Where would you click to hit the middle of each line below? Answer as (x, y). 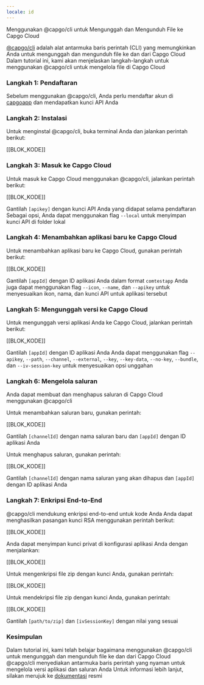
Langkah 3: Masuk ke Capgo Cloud (59, 165)
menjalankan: (23, 550)
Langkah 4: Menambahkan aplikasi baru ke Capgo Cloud (92, 237)
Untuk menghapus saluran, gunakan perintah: (64, 454)
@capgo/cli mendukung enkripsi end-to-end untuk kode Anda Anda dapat (100, 513)
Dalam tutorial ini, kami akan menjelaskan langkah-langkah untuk (88, 60)
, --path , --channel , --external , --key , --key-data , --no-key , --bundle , (110, 359)
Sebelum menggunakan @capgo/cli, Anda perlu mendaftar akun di (90, 96)
